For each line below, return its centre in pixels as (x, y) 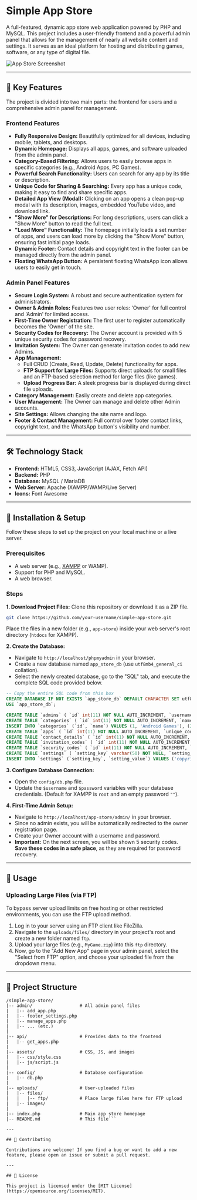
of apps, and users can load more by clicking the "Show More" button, (100, 236)
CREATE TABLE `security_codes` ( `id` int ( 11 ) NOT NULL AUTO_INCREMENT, (97, 748)
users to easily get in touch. (48, 267)
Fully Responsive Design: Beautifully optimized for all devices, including (102, 136)
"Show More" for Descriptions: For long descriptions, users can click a (101, 217)
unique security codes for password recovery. (70, 339)
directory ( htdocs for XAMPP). (42, 635)
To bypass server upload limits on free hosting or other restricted (85, 908)
